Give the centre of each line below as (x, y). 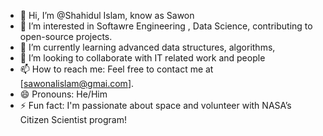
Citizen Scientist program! (73, 119)
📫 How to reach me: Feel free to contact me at (116, 69)
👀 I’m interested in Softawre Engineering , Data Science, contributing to (166, 26)
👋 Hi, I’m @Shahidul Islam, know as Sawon (107, 15)
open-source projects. (66, 36)
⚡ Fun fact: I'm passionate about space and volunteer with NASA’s (155, 105)
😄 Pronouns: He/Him (63, 94)
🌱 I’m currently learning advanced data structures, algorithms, (147, 47)
